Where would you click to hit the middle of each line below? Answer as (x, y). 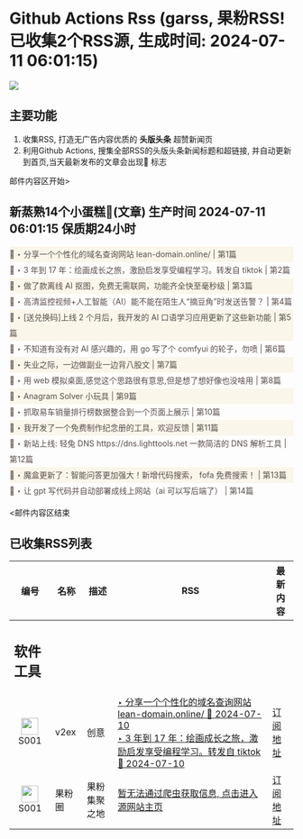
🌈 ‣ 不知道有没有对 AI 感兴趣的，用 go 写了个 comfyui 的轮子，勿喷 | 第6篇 (147, 349)
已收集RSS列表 (51, 543)
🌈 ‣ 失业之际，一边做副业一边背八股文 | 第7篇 (93, 364)
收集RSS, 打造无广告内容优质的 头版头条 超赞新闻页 (118, 139)
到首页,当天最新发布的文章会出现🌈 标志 (94, 161)
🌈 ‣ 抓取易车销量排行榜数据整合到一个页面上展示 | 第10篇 (115, 412)
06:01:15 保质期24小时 (73, 229)
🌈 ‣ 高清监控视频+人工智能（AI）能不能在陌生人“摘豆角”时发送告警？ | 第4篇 (151, 301)
